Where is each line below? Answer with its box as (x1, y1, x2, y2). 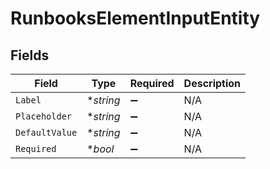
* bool (86, 142, 115, 156)
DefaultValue (15, 127, 78, 138)
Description (183, 77, 242, 90)
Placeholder (15, 111, 73, 122)
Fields (10, 47, 50, 64)
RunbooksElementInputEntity (10, 7, 261, 30)
